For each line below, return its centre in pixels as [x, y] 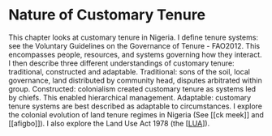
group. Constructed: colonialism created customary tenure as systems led [132, 89]
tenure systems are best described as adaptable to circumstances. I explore [135, 106]
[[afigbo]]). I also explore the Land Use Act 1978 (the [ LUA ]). [109, 123]
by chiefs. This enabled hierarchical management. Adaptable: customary [130, 97]
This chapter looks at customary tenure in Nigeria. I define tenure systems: [133, 37]
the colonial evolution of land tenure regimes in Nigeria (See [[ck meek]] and [136, 114]
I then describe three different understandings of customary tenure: [121, 63]
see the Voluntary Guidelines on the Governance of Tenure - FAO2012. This [134, 45]
